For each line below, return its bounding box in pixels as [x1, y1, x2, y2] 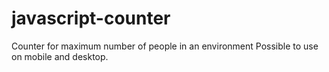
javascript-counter [11, 7, 171, 30]
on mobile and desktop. [11, 50, 109, 62]
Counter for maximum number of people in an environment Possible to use [11, 40, 319, 52]
